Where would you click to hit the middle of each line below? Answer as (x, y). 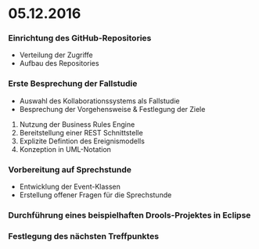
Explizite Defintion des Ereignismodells (82, 141)
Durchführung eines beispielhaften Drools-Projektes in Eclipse (129, 215)
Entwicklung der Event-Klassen (70, 187)
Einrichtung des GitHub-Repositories (80, 38)
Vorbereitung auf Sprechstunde (70, 169)
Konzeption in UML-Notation (65, 149)
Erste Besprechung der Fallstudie (73, 84)
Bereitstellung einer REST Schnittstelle (81, 132)
